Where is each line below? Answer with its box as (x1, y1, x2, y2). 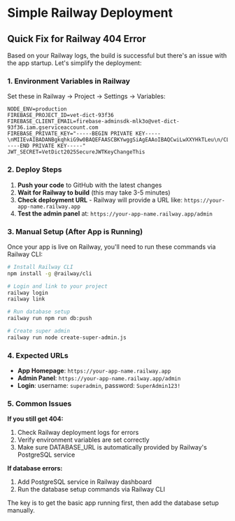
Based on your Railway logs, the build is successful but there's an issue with (7, 51, 227, 60)
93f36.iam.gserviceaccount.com (7, 124, 99, 131)
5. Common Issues (7, 398, 72, 408)
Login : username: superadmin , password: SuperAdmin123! (17, 382, 180, 390)
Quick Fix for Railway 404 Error (7, 33, 147, 45)
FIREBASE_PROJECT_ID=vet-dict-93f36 (7, 112, 114, 119)
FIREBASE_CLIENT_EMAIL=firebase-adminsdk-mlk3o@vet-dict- (7, 118, 180, 125)
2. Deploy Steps (7, 165, 62, 174)
